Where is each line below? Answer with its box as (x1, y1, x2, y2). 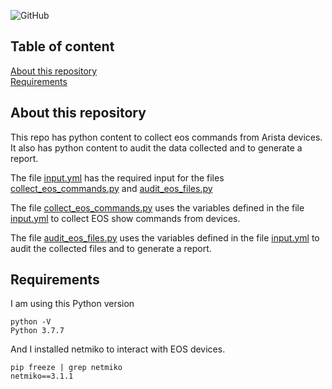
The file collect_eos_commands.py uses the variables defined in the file (10, 201, 305, 214)
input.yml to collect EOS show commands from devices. (10, 212, 241, 224)
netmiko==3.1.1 (10, 371, 74, 382)
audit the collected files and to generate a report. (10, 242, 212, 254)
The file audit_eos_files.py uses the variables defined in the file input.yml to (10, 231, 320, 244)
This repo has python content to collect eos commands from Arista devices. (10, 131, 323, 143)
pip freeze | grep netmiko (10, 363, 123, 373)
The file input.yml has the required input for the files (10, 171, 225, 184)
